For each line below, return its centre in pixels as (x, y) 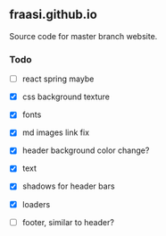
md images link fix (56, 132)
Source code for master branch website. (83, 36)
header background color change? (86, 150)
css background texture (66, 97)
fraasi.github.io (54, 15)
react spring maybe (58, 79)
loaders (36, 204)
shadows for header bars (68, 186)
